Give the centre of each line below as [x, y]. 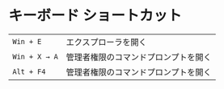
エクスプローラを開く [106, 42]
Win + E [27, 41]
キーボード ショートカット [95, 16]
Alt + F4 [29, 71]
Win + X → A [36, 57]
